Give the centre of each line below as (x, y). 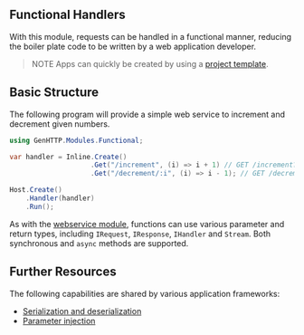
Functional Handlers (68, 15)
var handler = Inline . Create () (68, 157)
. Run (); (40, 206)
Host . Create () (36, 190)
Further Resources (63, 272)
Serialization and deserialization (82, 311)
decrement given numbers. (60, 124)
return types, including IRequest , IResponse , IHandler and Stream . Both (140, 234)
